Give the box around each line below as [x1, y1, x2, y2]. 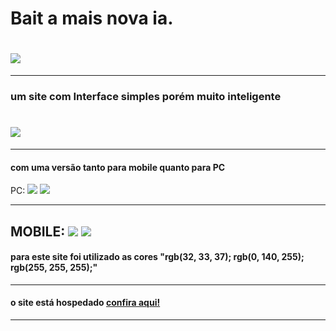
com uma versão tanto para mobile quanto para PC [10, 161, 226, 173]
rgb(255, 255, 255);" [10, 262, 98, 274]
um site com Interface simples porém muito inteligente [10, 90, 282, 104]
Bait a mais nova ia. [10, 7, 174, 30]
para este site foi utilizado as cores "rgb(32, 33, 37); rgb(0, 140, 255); [10, 251, 305, 263]
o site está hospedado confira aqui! [10, 297, 161, 309]
